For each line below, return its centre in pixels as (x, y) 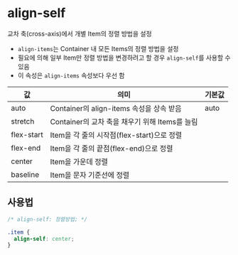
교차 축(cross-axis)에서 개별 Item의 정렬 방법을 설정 (80, 33)
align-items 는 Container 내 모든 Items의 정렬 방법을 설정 (98, 48)
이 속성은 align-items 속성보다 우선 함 (71, 75)
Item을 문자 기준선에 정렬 (90, 175)
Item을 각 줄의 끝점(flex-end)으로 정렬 (112, 148)
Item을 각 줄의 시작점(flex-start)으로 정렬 (116, 135)
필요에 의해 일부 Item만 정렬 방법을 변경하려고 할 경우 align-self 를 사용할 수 (124, 58)
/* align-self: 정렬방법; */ (47, 219)
